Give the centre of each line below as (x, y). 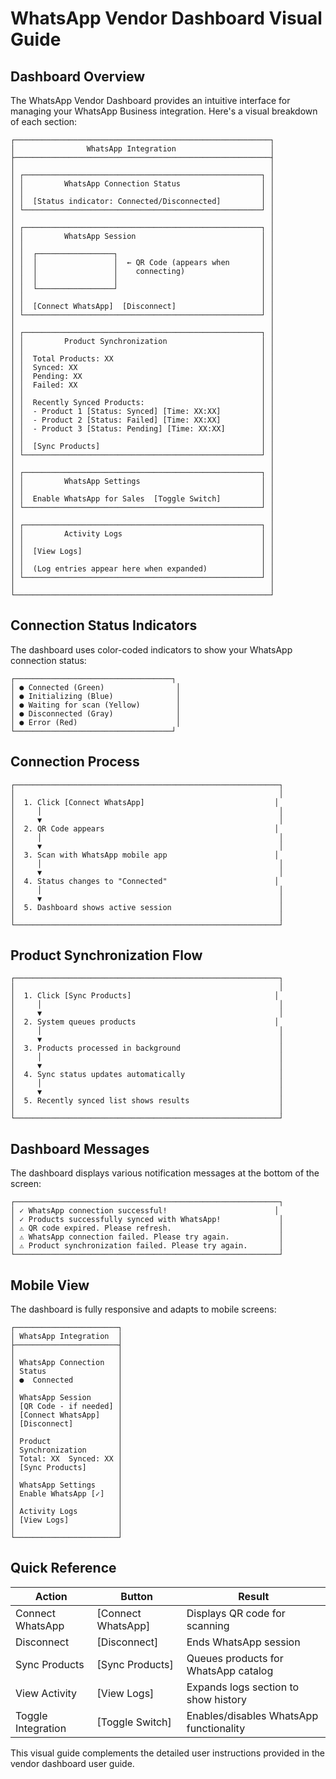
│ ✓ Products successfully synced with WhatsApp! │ (147, 1220)
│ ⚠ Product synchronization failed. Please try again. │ (147, 1246)
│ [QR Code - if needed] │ (66, 1407)
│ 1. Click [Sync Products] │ (145, 996)
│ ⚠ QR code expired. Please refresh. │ (147, 1228)
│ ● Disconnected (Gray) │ (96, 713)
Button (137, 1596)
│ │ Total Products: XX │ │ (142, 359)
